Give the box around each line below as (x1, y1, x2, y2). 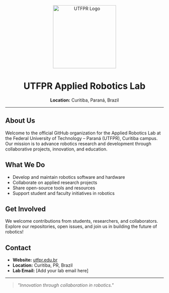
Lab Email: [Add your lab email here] (12, 268, 89, 274)
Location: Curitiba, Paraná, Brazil (50, 97, 119, 103)
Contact (5, 243, 31, 252)
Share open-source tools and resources (12, 184, 96, 191)
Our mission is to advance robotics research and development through (5, 140, 152, 146)
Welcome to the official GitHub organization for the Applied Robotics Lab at (5, 130, 161, 136)
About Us (5, 116, 35, 125)
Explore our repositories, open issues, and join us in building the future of (5, 223, 157, 229)
